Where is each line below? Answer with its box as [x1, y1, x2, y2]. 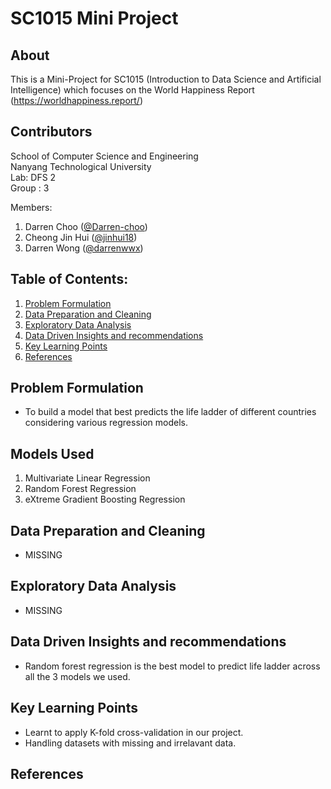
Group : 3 [10, 182, 50, 194]
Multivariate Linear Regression [24, 472, 151, 484]
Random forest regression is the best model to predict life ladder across [24, 660, 321, 672]
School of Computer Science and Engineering [10, 150, 199, 162]
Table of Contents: [10, 271, 129, 288]
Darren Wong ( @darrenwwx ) [24, 242, 144, 254]
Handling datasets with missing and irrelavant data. [24, 737, 237, 749]
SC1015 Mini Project [10, 7, 179, 30]
